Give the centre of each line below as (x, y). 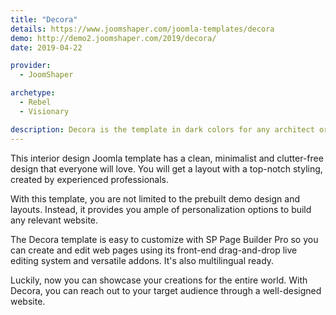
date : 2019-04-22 (46, 47)
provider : (31, 66)
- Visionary (44, 111)
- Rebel (35, 102)
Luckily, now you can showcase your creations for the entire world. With (159, 280)
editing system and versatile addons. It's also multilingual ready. (142, 260)
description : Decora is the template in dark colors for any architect (162, 129)
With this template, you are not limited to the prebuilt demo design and (155, 198)
